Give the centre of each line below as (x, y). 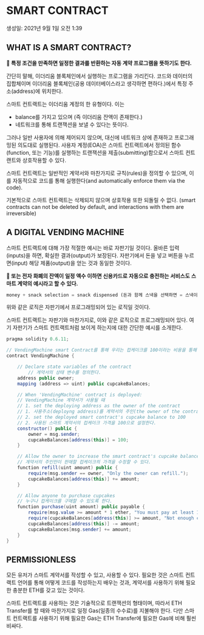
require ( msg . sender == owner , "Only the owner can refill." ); (108, 473)
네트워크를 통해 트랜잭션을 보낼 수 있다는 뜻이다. (72, 124)
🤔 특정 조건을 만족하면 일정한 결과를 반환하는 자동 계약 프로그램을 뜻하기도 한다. (99, 63)
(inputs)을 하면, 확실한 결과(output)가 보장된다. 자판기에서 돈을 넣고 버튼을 (95, 255)
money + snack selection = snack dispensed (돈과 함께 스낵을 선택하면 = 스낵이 (102, 295)
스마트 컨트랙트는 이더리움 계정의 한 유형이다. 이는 (66, 104)
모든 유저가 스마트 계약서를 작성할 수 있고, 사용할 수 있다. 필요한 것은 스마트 (95, 575)
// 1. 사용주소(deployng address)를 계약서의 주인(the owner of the (99, 412)
